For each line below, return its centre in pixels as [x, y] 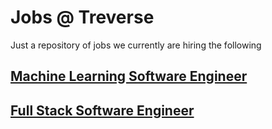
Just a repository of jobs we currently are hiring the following [136, 45]
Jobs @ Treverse [82, 17]
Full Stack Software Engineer [102, 110]
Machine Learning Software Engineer [129, 76]
